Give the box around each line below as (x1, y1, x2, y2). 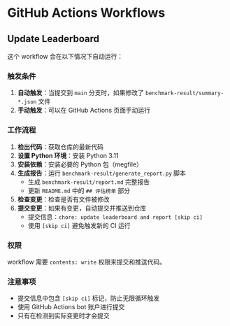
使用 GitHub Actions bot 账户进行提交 (17, 303, 125, 311)
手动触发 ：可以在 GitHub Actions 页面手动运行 (17, 106, 150, 115)
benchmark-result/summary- (145, 90, 224, 97)
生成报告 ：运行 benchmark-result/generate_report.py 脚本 (17, 169, 187, 177)
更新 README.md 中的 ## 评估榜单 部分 (27, 186, 131, 194)
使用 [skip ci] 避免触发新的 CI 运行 (27, 221, 131, 229)
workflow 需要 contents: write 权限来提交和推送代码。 (7, 257, 166, 266)
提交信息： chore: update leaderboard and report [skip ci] (27, 212, 203, 221)
